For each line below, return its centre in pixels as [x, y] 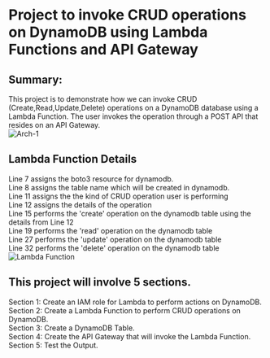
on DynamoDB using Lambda [108, 32]
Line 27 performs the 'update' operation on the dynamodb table [115, 239]
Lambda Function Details [73, 159]
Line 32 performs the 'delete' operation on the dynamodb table [114, 248]
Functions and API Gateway [104, 50]
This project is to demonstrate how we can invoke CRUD [103, 99]
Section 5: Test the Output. [53, 345]
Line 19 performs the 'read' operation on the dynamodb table [111, 230]
